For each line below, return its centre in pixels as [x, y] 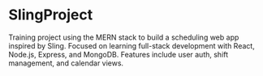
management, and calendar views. [66, 63]
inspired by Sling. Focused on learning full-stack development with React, [132, 45]
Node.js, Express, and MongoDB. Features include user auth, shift [119, 54]
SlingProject [51, 15]
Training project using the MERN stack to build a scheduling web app [124, 37]
